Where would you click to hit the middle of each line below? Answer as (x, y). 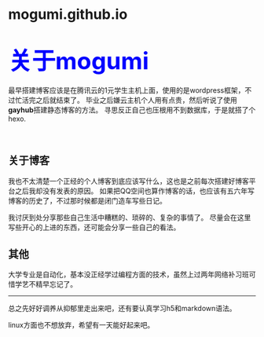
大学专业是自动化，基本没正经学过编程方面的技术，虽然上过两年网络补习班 (128, 275)
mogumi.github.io (68, 15)
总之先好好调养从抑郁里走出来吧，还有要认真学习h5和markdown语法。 (123, 309)
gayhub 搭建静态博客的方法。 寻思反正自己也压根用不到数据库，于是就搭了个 (132, 110)
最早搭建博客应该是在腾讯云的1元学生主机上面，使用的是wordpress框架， (126, 90)
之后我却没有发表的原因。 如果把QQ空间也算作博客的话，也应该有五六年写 (135, 191)
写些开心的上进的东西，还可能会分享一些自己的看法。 (94, 227)
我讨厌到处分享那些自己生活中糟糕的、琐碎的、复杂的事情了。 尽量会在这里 (130, 217)
